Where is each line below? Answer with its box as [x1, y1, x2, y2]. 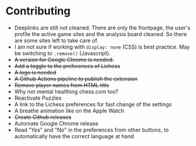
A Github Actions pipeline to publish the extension [14, 75, 138, 82]
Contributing [5, 4, 71, 18]
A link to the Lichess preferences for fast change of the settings [14, 100, 172, 108]
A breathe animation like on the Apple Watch [14, 107, 125, 114]
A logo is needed [14, 68, 56, 76]
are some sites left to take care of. [14, 37, 99, 44]
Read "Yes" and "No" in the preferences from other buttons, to [14, 126, 169, 133]
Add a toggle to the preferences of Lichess [14, 62, 120, 70]
